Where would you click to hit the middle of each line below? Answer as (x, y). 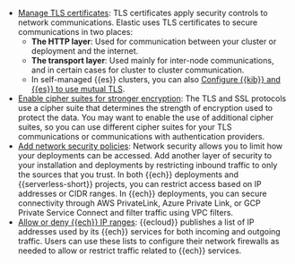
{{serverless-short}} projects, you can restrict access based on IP (139, 184)
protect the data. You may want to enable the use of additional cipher (145, 117)
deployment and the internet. (85, 51)
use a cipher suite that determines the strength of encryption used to (145, 108)
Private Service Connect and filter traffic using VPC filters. (126, 213)
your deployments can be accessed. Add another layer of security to (144, 155)
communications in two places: (75, 32)
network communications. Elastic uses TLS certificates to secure (138, 22)
